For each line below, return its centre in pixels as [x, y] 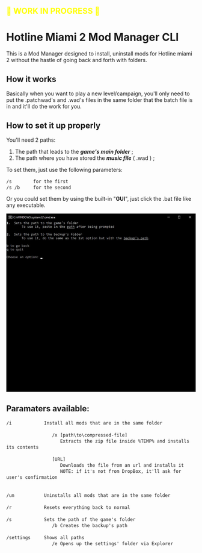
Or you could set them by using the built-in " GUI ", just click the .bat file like [99, 198]
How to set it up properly [54, 125]
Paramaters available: [48, 409]
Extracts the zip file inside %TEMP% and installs [124, 441]
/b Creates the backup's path [90, 526]
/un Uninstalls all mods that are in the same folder [88, 496]
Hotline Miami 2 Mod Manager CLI [93, 37]
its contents [23, 447]
